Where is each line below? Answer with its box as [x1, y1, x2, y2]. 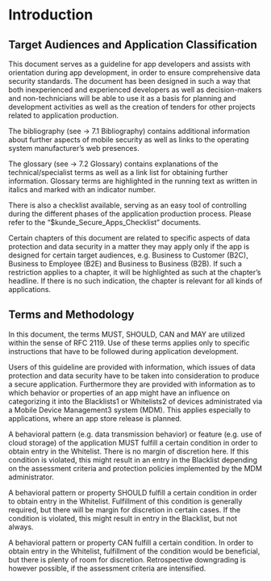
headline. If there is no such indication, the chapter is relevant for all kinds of [8, 276, 263, 286]
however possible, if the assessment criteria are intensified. [8, 563, 206, 573]
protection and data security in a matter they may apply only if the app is [8, 242, 250, 251]
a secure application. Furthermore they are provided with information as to [8, 379, 256, 389]
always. [8, 522, 34, 532]
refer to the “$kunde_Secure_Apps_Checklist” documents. [8, 218, 202, 227]
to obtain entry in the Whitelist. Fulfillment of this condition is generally [8, 496, 243, 506]
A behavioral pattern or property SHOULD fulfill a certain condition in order [8, 487, 257, 497]
